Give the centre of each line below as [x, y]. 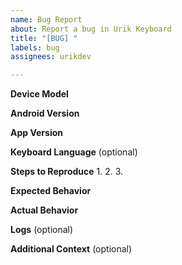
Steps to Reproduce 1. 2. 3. [67, 172]
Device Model [39, 94]
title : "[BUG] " [44, 38]
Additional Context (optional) [71, 249]
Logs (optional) [42, 230]
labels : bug [35, 47]
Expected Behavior [51, 191]
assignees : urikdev [51, 57]
